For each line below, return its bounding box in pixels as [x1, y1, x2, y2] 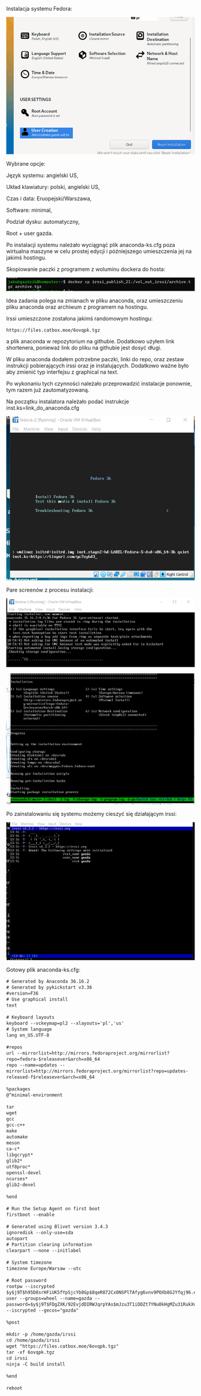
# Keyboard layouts [6, 1014, 55, 1020]
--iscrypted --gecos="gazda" [6, 1307, 79, 1313]
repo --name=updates [6, 1062, 58, 1068]
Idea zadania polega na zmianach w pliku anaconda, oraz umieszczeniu [6, 297, 183, 304]
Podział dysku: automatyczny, [6, 218, 80, 225]
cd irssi [6, 1355, 28, 1361]
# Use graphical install [6, 996, 68, 1002]
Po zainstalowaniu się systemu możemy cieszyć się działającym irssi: [6, 810, 177, 817]
